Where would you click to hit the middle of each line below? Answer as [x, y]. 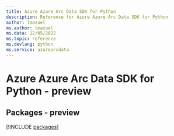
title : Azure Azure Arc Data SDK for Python [61, 11]
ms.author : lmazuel [30, 28]
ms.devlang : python [30, 45]
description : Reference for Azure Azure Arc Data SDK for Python [87, 17]
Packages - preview [43, 113]
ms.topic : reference [31, 39]
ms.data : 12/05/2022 [31, 33]
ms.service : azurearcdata [37, 50]
